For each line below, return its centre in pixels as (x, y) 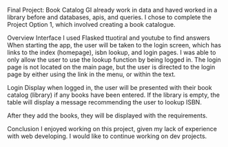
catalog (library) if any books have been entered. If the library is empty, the (114, 95)
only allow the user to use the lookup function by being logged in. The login (114, 60)
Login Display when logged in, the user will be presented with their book (110, 88)
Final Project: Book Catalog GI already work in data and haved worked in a (112, 10)
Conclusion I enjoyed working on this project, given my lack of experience (112, 129)
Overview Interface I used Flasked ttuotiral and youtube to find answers (108, 38)
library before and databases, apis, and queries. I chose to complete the (110, 17)
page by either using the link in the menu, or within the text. (91, 74)
